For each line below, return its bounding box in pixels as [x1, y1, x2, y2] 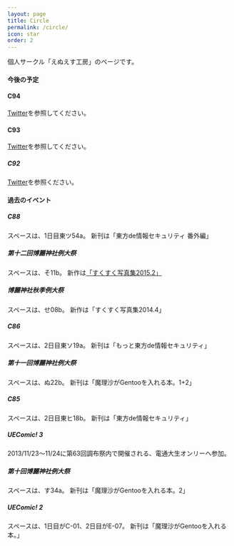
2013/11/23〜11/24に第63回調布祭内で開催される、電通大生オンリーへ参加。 [7, 449, 230, 457]
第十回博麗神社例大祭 [7, 467, 70, 475]
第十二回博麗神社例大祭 [7, 249, 76, 258]
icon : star [7, 30, 40, 38]
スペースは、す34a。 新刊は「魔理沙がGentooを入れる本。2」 [7, 486, 189, 495]
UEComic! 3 [7, 430, 44, 439]
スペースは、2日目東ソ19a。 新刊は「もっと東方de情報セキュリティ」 [7, 340, 210, 350]
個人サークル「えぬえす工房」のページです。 [7, 58, 138, 66]
